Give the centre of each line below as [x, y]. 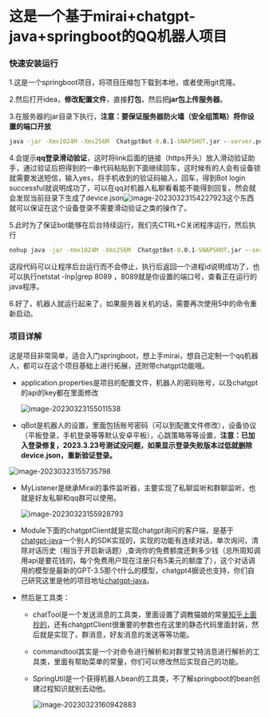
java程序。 [26, 287]
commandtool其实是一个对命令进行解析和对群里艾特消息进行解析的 [143, 651]
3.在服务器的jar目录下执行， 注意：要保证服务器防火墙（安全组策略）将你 [128, 116]
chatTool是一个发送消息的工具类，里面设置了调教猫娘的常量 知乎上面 [144, 614]
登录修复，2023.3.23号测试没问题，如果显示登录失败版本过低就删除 [140, 445]
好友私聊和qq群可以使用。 [77, 497]
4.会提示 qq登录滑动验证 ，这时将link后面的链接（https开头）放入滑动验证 [129, 158]
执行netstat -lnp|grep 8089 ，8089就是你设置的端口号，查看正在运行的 [140, 276]
